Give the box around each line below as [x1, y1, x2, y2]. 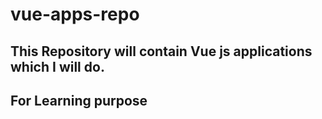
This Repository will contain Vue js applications [10, 43, 313, 60]
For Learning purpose [10, 92, 148, 109]
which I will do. [10, 58, 105, 75]
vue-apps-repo [10, 3, 140, 26]
